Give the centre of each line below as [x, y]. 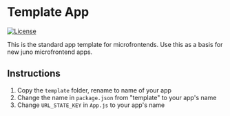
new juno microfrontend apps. [50, 52]
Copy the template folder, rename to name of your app [94, 90]
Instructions [34, 74]
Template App [48, 12]
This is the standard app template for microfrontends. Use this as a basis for [115, 44]
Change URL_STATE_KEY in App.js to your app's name [91, 105]
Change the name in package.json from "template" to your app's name [117, 97]
